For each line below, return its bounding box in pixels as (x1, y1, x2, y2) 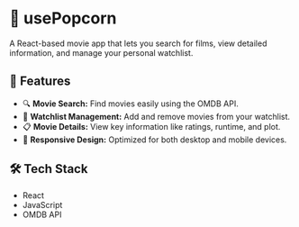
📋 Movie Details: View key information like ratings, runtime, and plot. (22, 121, 281, 132)
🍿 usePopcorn (9, 8, 117, 29)
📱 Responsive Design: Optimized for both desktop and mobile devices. (22, 134, 287, 145)
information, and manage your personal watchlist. (9, 47, 194, 58)
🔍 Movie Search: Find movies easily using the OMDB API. (22, 98, 239, 109)
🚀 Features (9, 74, 71, 89)
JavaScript (22, 199, 63, 210)
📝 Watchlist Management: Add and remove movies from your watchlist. (22, 111, 291, 122)
